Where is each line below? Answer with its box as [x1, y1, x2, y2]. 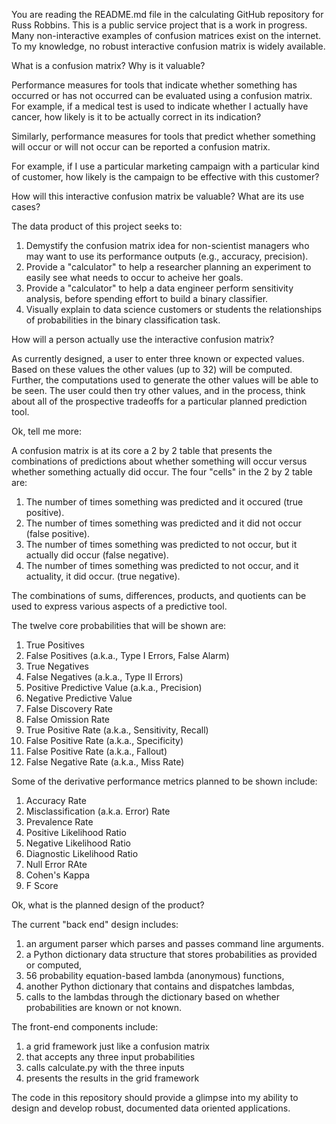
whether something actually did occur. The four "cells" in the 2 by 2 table [11, 466, 313, 478]
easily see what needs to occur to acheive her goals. [25, 272, 244, 283]
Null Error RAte [25, 859, 88, 870]
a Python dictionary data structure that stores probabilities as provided [25, 949, 318, 960]
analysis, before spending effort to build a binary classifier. [25, 293, 269, 304]
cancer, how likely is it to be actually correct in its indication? [11, 111, 262, 123]
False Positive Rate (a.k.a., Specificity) [25, 735, 184, 746]
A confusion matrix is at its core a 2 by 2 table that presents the [11, 445, 273, 456]
